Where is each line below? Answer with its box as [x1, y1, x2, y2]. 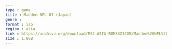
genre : [5, 17, 22, 22]
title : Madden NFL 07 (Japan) [5, 12, 72, 17]
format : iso [5, 21, 33, 27]
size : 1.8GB [5, 36, 33, 41]
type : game [5, 7, 31, 13]
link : [5, 31, 19, 36]
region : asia [5, 27, 36, 32]
